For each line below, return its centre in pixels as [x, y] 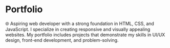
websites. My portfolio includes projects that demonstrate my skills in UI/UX [85, 35]
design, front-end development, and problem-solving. [62, 40]
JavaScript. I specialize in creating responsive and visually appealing [78, 29]
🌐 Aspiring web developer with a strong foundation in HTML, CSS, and [80, 23]
